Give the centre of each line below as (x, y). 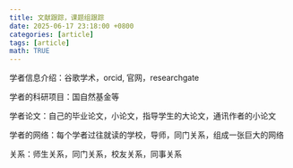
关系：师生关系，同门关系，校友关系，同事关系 (95, 155)
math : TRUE (30, 51)
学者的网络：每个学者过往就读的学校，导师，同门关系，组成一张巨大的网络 (146, 135)
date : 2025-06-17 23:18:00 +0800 (72, 26)
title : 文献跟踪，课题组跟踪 (57, 18)
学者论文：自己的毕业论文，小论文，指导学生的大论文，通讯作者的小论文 (142, 116)
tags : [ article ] (39, 43)
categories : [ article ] (52, 34)
